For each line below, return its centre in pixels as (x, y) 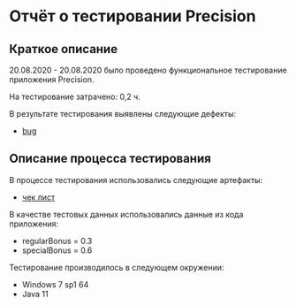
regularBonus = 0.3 (57, 241)
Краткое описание (63, 49)
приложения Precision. (52, 80)
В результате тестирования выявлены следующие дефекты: (123, 114)
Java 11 (35, 294)
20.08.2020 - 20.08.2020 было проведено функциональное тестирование (148, 70)
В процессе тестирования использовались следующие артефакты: (136, 180)
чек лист (38, 197)
